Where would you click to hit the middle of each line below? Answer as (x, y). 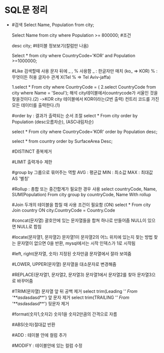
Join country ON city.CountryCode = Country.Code (63, 210)
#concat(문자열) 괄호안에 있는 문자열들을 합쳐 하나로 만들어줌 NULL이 (79, 220)
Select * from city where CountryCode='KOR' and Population (73, 55)
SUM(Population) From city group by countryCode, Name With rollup (81, 194)
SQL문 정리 (26, 10)
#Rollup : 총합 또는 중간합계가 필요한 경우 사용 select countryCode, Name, (84, 189)
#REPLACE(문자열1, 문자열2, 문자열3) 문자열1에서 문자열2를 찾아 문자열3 (82, 275)
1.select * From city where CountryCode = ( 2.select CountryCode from (84, 87)
